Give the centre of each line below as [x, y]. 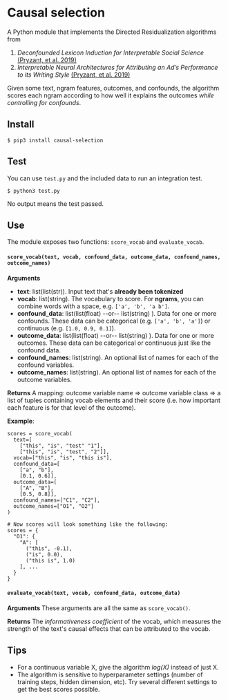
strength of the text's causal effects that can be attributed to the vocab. [109, 628]
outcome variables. [45, 379]
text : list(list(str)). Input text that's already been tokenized [100, 291]
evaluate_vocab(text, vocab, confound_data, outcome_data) [94, 593]
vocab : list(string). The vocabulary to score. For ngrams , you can [110, 299]
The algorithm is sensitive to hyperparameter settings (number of [110, 674]
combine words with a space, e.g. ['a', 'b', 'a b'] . [93, 306]
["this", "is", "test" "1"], [61, 446]
